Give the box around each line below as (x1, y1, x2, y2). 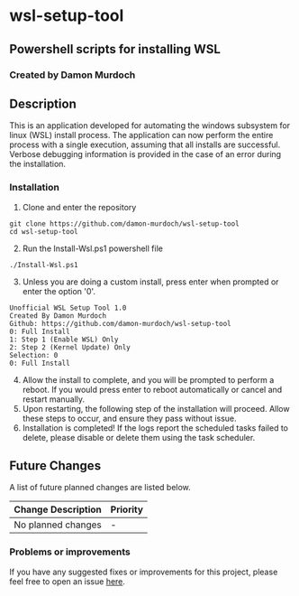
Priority (110, 503, 144, 516)
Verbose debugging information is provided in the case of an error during (9, 149, 282, 160)
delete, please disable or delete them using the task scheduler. (22, 432, 256, 442)
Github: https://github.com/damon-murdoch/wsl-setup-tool (9, 319, 231, 328)
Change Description (14, 503, 102, 516)
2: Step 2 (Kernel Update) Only (9, 342, 131, 352)
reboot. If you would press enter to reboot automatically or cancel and (22, 384, 283, 395)
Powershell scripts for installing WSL (9, 42, 221, 57)
